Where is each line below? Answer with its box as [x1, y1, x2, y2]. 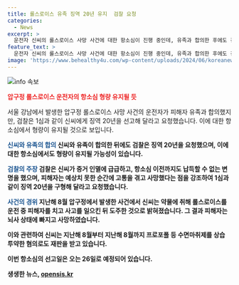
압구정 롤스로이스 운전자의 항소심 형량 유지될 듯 [7, 92, 137, 100]
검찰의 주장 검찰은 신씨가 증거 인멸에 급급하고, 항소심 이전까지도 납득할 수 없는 [7, 165, 221, 173]
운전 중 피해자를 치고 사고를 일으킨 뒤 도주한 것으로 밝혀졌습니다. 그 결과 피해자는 [7, 206, 228, 214]
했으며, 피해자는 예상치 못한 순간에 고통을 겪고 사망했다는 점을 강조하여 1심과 [20, 173, 229, 182]
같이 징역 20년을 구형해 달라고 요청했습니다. [7, 182, 129, 191]
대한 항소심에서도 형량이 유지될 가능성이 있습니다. [7, 149, 144, 157]
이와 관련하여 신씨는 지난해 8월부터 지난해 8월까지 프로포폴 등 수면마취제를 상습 [7, 230, 225, 239]
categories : [7, 17, 43, 24]
